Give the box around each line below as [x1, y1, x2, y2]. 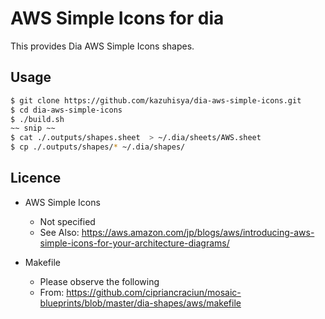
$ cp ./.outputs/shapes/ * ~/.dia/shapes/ [10, 142, 186, 152]
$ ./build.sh [10, 114, 65, 124]
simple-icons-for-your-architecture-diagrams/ [39, 237, 230, 249]
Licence [10, 170, 62, 187]
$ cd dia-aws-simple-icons [10, 105, 123, 115]
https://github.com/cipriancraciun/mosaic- [66, 286, 242, 298]
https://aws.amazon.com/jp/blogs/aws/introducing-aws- [81, 226, 315, 238]
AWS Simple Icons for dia [10, 7, 225, 30]
